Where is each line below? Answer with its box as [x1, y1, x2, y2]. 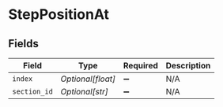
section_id [12, 87, 53, 96]
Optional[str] [60, 87, 108, 97]
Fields [8, 37, 40, 50]
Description [165, 61, 211, 71]
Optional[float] [60, 73, 116, 84]
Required [123, 61, 158, 71]
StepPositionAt [8, 6, 109, 24]
